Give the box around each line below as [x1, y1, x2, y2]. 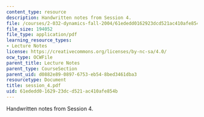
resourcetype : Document [6, 77, 67, 83]
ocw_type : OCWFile [6, 54, 53, 60]
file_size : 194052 [6, 26, 53, 32]
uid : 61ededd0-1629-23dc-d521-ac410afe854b [6, 88, 118, 94]
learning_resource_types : [6, 37, 72, 43]
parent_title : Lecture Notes [6, 60, 80, 66]
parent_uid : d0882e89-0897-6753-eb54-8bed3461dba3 [6, 71, 137, 77]
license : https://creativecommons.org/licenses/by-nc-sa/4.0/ [6, 49, 167, 55]
